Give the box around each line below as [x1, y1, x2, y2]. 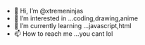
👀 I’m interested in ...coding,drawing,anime [13, 14, 139, 22]
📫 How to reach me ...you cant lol [13, 30, 113, 38]
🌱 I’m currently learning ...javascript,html [13, 22, 132, 30]
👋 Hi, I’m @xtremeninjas [13, 7, 84, 15]
